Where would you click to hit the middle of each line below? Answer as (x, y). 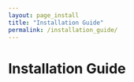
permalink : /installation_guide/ (63, 30)
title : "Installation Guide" (56, 23)
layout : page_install (44, 15)
